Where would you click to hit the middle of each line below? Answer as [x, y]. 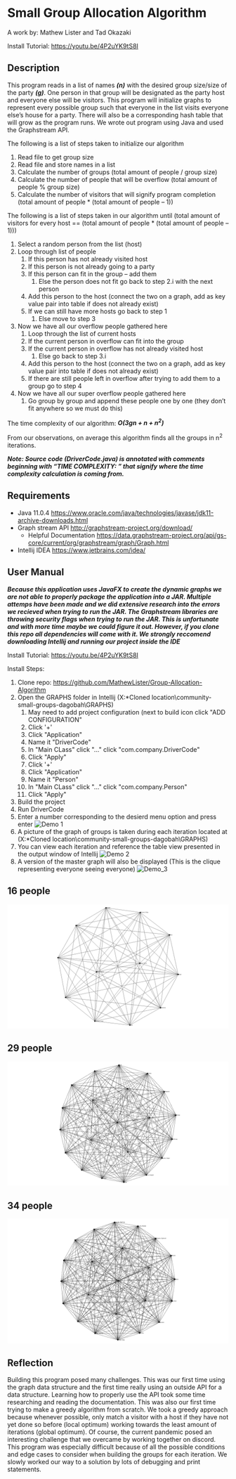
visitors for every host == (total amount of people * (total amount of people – [118, 223]
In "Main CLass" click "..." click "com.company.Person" [107, 787]
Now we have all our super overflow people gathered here [101, 393]
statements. [25, 1469]
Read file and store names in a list [66, 164]
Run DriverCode [41, 809]
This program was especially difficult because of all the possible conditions [116, 1447]
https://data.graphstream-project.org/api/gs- [162, 535]
